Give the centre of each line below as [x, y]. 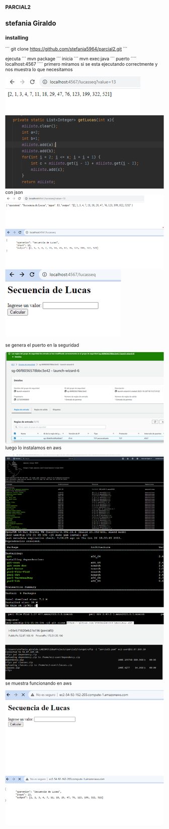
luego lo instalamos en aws [33, 448]
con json [14, 192]
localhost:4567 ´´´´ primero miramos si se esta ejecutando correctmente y [81, 64]
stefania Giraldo [31, 23]
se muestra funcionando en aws [38, 684]
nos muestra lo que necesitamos [39, 69]
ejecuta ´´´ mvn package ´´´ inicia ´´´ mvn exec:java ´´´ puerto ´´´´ [71, 59]
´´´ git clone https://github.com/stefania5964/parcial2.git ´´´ [66, 48]
